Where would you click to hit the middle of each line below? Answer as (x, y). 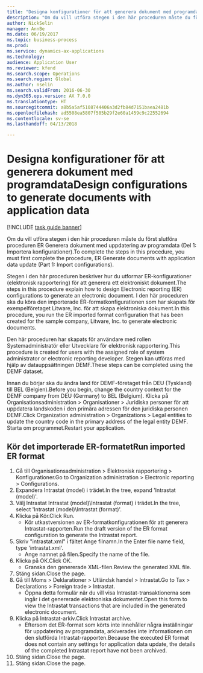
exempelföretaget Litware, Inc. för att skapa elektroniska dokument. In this (98, 308)
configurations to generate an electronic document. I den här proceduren (98, 296)
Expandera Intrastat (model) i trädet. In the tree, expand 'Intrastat (96, 490)
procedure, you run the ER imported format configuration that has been (95, 315)
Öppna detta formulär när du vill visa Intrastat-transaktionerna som (108, 593)
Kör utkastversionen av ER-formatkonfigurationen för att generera (106, 522)
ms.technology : (26, 57)
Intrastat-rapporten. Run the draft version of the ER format (96, 528)
